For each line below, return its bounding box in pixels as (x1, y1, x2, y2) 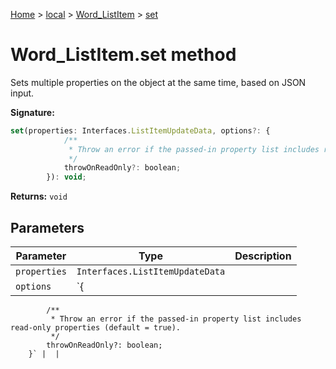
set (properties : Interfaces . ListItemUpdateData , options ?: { (10, 125, 271, 136)
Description (234, 249, 292, 263)
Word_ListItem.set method (10, 44, 237, 66)
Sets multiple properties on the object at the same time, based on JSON (10, 76, 307, 88)
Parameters (10, 219, 85, 236)
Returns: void (10, 190, 68, 203)
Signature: (10, 106, 55, 118)
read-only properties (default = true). (10, 323, 182, 333)
